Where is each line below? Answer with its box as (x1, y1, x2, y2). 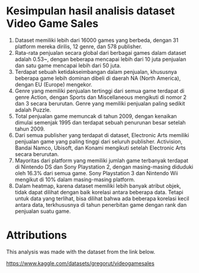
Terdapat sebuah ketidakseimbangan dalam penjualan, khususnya (14, 68, 178, 75)
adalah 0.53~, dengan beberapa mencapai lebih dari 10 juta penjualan (14, 55, 186, 63)
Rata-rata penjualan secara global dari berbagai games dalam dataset (14, 49, 186, 56)
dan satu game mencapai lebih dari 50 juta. (14, 61, 122, 69)
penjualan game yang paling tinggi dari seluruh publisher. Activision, (14, 138, 183, 145)
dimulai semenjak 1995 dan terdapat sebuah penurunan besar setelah (14, 119, 186, 126)
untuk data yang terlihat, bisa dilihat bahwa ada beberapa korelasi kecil (14, 195, 189, 202)
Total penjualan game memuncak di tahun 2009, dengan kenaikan (14, 112, 177, 120)
